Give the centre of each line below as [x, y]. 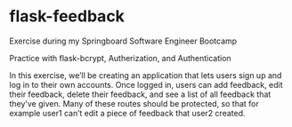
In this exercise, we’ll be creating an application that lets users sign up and [146, 75]
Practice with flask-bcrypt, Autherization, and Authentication [120, 58]
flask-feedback [67, 16]
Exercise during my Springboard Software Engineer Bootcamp [123, 41]
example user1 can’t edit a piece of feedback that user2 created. [128, 113]
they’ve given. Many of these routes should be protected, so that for [134, 103]
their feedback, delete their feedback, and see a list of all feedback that [140, 94]
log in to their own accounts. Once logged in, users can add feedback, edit [146, 84]
